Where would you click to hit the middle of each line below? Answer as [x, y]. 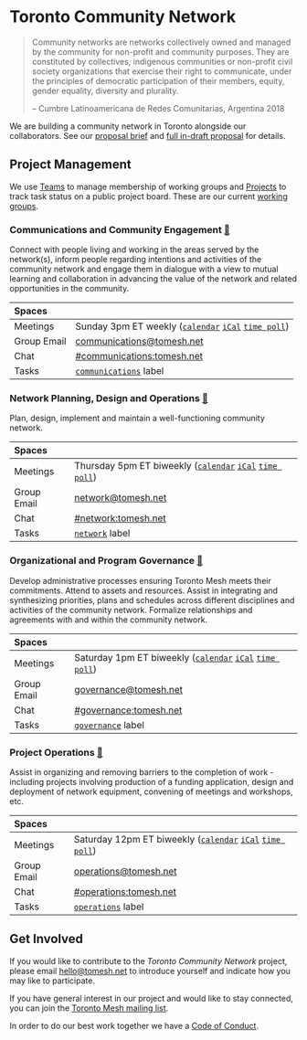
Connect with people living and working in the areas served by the [134, 249]
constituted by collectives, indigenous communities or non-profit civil [162, 61]
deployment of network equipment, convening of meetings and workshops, [151, 791]
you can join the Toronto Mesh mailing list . [89, 1008]
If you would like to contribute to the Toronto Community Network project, [148, 960]
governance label [109, 725]
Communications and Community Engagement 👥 [120, 229]
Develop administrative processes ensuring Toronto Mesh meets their [140, 580]
